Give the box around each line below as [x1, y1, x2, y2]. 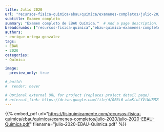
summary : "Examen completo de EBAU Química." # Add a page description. [5, 21, 159, 26]
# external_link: [5, 97, 41, 102]
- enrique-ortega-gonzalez [5, 35, 60, 40]
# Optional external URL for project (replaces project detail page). [5, 92, 152, 98]
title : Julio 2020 [5, 7, 42, 12]
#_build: [5, 79, 23, 85]
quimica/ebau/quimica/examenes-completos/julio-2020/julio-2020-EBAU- [5, 116, 155, 122]
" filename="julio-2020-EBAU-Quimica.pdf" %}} [29, 121, 127, 127]
